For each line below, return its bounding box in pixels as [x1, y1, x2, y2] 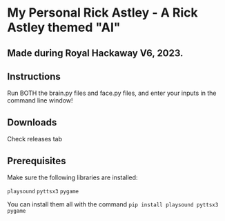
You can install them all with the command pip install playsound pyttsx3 [7, 200, 219, 209]
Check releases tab [7, 135, 62, 143]
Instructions [7, 71, 61, 82]
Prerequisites [7, 154, 66, 167]
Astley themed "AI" [7, 19, 121, 35]
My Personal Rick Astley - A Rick [7, 5, 198, 21]
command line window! [7, 96, 74, 105]
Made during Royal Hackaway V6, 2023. [7, 47, 184, 59]
